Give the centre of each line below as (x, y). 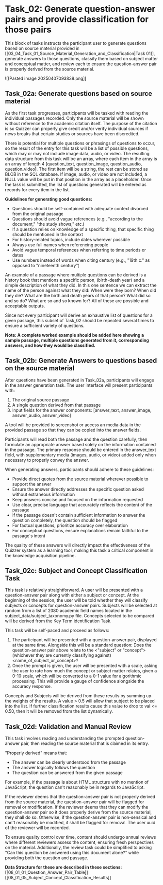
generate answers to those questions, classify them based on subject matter (82, 58)
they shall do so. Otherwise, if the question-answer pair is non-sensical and (81, 817)
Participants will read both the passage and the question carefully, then (76, 439)
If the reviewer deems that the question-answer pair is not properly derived (80, 797)
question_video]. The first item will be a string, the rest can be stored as (76, 169)
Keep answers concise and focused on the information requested (77, 499)
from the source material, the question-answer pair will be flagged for (75, 802)
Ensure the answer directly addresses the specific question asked (78, 489)
